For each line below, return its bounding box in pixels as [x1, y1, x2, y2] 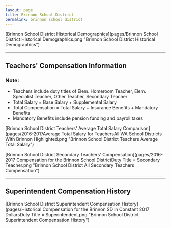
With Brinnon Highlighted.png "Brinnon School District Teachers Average [5, 136, 158, 142]
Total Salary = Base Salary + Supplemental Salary [12, 99, 117, 105]
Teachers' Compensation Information [5, 61, 127, 70]
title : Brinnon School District [5, 12, 74, 17]
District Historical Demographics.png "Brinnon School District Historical [5, 36, 155, 42]
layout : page [5, 7, 33, 13]
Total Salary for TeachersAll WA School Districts [61, 131, 162, 137]
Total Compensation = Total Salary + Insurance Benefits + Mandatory [12, 105, 158, 111]
